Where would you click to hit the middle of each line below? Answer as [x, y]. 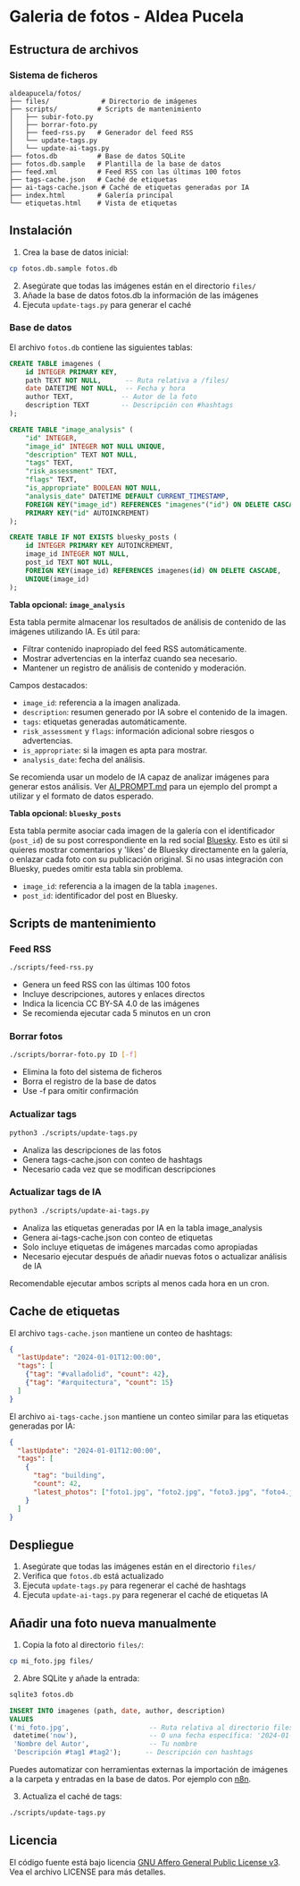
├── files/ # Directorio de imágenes [104, 101]
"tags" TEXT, [50, 463]
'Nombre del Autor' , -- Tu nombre [105, 1744]
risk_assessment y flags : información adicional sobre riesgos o [138, 730]
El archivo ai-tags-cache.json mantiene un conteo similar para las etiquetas [149, 1416]
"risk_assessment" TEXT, [71, 472]
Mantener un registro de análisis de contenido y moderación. [134, 668]
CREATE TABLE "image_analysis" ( [71, 430]
